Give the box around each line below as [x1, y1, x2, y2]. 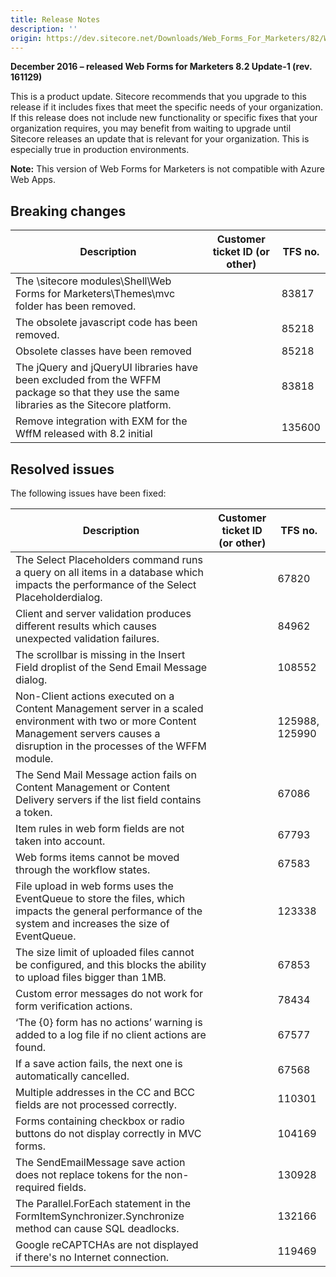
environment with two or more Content [15, 714, 197, 728]
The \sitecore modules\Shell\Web [15, 274, 172, 288]
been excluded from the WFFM [15, 373, 162, 387]
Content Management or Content [15, 781, 171, 794]
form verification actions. [15, 999, 133, 1013]
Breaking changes [10, 202, 127, 220]
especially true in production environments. [10, 144, 190, 156]
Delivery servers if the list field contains [15, 793, 202, 806]
